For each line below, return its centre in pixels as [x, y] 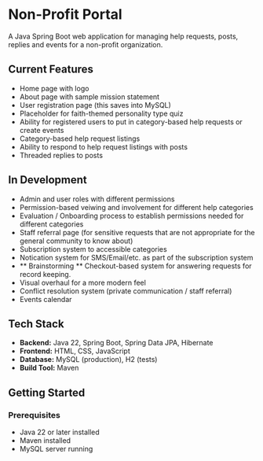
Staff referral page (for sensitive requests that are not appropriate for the [137, 232]
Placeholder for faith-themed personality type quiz [101, 113]
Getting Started [47, 392]
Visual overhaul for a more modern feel [83, 282]
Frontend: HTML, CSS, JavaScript [75, 351]
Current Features [51, 70]
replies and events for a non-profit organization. [86, 44]
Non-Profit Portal [66, 15]
